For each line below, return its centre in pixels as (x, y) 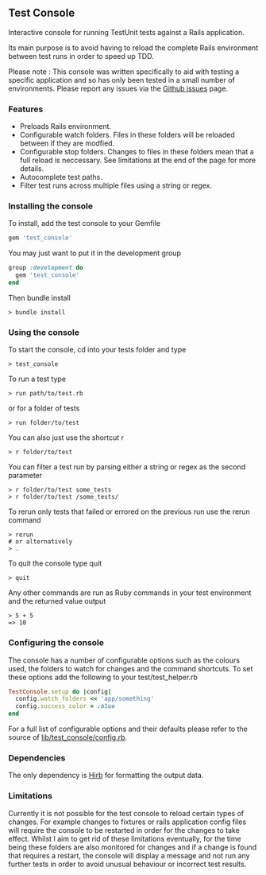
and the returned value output (57, 601)
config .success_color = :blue (65, 706)
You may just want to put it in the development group (94, 253)
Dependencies (37, 757)
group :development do (46, 268)
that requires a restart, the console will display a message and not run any (129, 855)
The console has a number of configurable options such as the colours (124, 660)
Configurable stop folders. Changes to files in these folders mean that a (137, 152)
